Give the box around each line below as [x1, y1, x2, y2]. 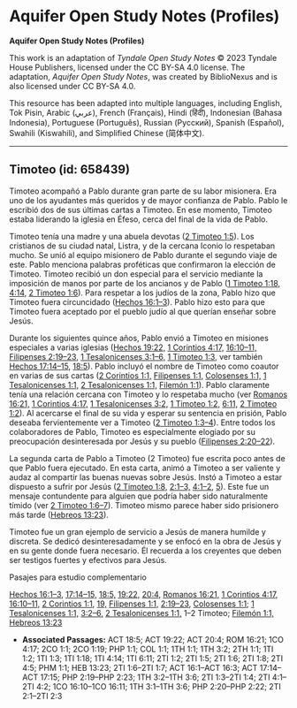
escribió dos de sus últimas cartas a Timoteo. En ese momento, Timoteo [9, 204, 272, 215]
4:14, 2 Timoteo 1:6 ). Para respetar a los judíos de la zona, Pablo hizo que [9, 287, 277, 298]
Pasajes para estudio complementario [9, 572, 148, 582]
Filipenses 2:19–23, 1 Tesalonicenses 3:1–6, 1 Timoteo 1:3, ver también [9, 351, 263, 362]
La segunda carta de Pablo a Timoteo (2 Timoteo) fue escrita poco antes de [9, 453, 286, 463]
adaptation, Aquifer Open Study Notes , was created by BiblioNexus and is [9, 71, 278, 81]
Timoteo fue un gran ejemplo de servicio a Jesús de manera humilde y [9, 526, 267, 537]
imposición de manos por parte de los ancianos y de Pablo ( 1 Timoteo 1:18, [9, 278, 281, 288]
